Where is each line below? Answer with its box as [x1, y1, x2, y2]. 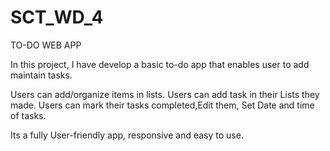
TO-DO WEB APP [10, 39, 82, 51]
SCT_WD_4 [10, 6, 104, 29]
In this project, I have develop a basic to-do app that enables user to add [10, 58, 310, 70]
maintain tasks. [10, 69, 73, 81]
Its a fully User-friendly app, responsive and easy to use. [10, 129, 244, 141]
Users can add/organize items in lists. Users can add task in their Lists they [10, 88, 320, 100]
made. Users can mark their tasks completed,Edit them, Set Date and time [10, 99, 315, 111]
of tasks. [10, 109, 47, 121]
